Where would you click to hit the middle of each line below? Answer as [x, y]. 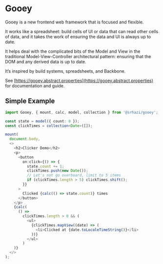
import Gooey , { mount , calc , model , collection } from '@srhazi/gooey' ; [82, 112]
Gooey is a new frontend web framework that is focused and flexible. [74, 22]
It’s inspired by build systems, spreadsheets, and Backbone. [65, 71]
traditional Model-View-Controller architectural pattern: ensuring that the [78, 56]
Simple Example [30, 101]
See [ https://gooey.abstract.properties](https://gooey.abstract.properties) [79, 81]
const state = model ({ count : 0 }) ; [42, 121]
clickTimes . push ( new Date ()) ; [58, 171]
